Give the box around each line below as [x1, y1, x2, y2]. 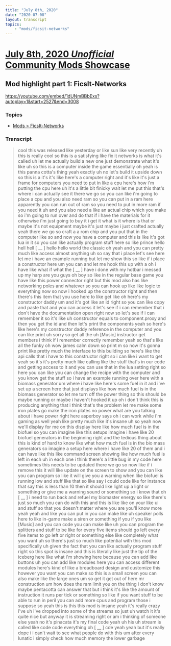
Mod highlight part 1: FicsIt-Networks [5, 80, 127, 88]
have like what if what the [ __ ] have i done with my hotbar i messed [17, 266, 162, 272]
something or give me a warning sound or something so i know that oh [17, 488, 166, 495]
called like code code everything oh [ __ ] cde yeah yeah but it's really [17, 624, 165, 630]
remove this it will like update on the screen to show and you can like [17, 467, 163, 473]
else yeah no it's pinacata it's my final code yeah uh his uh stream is [17, 618, 162, 625]
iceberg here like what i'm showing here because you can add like [17, 554, 157, 560]
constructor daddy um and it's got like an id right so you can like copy [17, 299, 165, 305]
